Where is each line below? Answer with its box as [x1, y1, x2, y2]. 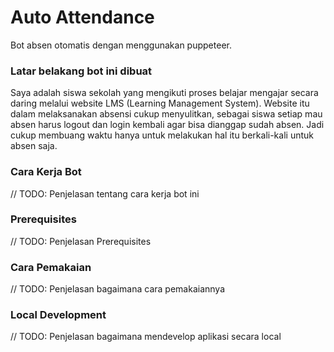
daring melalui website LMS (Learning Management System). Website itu [10, 97, 310, 110]
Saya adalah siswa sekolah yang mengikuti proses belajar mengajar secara [10, 87, 319, 99]
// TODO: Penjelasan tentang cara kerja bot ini [10, 187, 200, 200]
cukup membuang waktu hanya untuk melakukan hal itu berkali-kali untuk [10, 129, 314, 141]
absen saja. [10, 140, 58, 152]
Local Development [10, 308, 107, 322]
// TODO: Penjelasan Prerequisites [10, 235, 152, 247]
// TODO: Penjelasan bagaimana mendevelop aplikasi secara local [10, 331, 282, 343]
